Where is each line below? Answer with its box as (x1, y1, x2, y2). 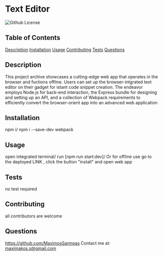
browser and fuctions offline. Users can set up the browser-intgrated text (5, 79, 152, 85)
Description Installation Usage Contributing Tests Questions (5, 46, 125, 52)
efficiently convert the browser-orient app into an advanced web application (5, 99, 158, 105)
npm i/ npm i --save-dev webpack (5, 127, 74, 133)
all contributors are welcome (5, 213, 62, 219)
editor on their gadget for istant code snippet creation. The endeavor (5, 84, 143, 90)
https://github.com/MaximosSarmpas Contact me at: (5, 240, 110, 246)
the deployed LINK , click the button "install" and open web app (5, 159, 132, 165)
